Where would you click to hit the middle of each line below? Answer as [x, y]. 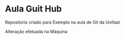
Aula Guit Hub [33, 9]
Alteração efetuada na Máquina [36, 31]
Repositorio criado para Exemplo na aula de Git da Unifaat [62, 22]
